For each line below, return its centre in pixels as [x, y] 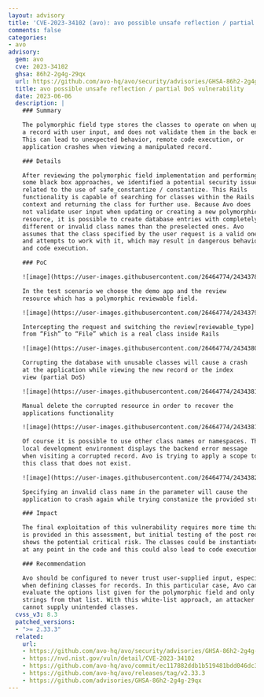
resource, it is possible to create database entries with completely [140, 219]
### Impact [40, 513]
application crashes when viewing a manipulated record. [117, 146]
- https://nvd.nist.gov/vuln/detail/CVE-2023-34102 [108, 658]
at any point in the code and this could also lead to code [123, 549]
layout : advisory [37, 15]
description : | [40, 103]
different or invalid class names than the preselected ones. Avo [133, 226]
